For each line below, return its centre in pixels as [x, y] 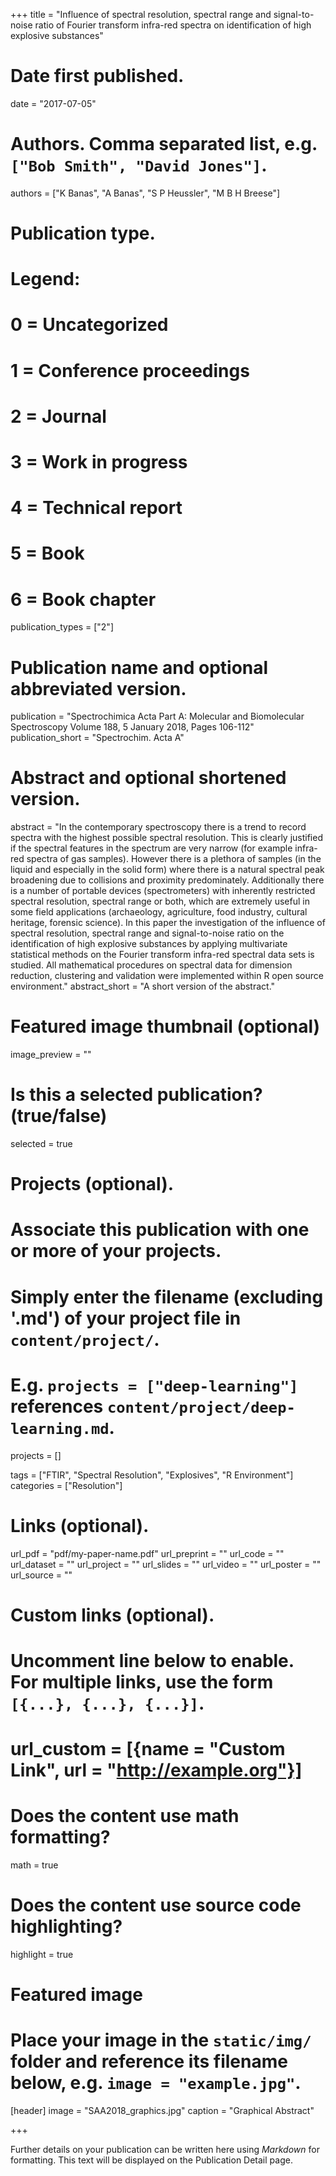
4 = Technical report [96, 508]
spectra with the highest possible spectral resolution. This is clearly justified [166, 838]
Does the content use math [125, 1816]
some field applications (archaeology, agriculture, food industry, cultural [159, 912]
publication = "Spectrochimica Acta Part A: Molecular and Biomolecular [157, 716]
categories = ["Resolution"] [66, 1485]
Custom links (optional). [112, 1615]
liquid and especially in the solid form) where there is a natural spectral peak [167, 870]
